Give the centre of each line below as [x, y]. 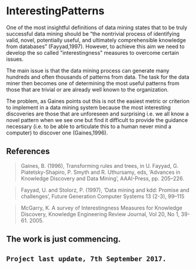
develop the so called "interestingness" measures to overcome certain [93, 52]
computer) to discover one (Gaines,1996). [57, 133]
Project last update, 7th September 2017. [86, 259]
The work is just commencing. [63, 239]
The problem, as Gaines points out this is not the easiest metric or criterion [98, 101]
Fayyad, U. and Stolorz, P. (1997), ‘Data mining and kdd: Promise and [105, 190]
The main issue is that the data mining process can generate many [88, 70]
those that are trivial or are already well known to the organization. [87, 89]
